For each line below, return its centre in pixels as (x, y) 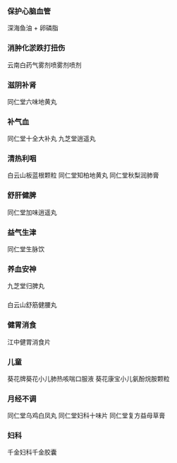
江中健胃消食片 (29, 342)
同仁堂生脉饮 (26, 249)
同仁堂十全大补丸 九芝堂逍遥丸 (51, 139)
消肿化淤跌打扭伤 (36, 48)
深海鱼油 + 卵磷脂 (33, 28)
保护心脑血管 (29, 11)
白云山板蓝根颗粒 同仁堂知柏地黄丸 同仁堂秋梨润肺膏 (83, 176)
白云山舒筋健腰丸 (32, 305)
